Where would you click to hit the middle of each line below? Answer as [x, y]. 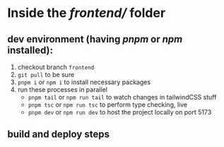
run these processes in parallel [63, 89]
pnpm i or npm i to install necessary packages [84, 82]
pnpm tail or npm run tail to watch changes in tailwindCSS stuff [122, 97]
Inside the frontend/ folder [87, 13]
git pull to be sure [46, 75]
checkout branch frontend [56, 67]
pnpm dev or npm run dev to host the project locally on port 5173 [120, 112]
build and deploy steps [58, 135]
